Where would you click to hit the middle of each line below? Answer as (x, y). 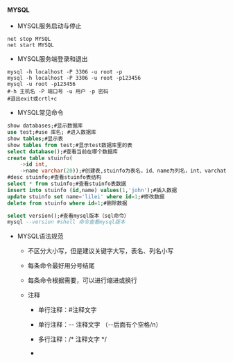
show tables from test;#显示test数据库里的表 (70, 145)
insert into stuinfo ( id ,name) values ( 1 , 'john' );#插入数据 (92, 190)
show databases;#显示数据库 (45, 126)
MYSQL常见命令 (40, 113)
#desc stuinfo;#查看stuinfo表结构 (54, 178)
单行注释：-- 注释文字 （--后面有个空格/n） (100, 325)
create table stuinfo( (40, 158)
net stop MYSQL (29, 39)
